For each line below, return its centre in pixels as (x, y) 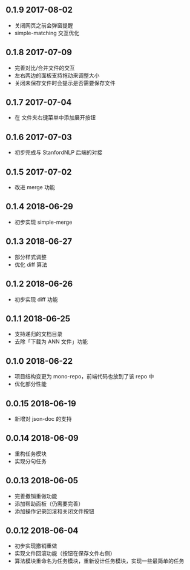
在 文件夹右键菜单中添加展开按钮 (55, 118)
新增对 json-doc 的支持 (43, 418)
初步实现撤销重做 (36, 546)
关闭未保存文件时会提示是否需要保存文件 (65, 83)
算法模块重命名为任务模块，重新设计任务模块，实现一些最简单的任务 (99, 561)
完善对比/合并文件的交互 (44, 68)
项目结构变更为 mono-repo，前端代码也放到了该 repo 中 (84, 377)
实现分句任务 (30, 461)
